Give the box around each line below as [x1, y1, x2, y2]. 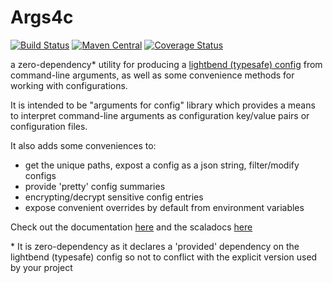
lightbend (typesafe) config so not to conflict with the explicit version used [10, 251, 318, 263]
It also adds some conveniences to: [10, 139, 157, 151]
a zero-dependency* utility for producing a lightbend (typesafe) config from [10, 58, 323, 70]
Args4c [10, 6, 74, 29]
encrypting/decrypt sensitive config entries [24, 191, 204, 203]
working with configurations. [10, 79, 128, 91]
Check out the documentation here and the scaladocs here [10, 221, 253, 233]
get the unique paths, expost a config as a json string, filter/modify [24, 159, 300, 171]
